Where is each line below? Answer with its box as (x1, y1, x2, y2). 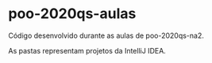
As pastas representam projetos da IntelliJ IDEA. (8, 46, 167, 55)
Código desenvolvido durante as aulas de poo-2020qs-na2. (8, 31, 205, 40)
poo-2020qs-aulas (8, 5, 137, 23)
